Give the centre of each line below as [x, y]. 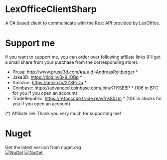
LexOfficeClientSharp [51, 9]
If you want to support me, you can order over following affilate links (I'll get [83, 57]
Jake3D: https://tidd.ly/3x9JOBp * [47, 77]
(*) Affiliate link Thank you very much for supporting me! [63, 113]
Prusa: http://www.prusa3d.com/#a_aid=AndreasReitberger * [75, 72]
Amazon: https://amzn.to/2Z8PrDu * [50, 82]
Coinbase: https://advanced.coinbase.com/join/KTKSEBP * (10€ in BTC [85, 88]
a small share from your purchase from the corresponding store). [72, 62]
